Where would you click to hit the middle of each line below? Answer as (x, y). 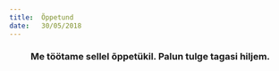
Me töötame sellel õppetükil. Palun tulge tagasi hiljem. (150, 57)
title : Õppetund (42, 17)
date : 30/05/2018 (46, 26)
